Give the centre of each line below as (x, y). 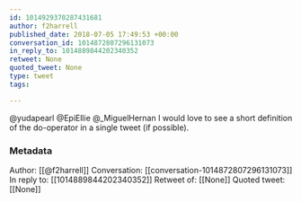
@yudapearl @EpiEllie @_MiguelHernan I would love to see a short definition (151, 118)
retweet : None (36, 59)
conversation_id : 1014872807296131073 (82, 43)
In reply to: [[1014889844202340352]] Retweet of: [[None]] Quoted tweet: (147, 180)
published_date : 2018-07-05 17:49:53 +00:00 (94, 34)
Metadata (31, 151)
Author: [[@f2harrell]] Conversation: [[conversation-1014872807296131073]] (151, 170)
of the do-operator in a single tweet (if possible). (99, 127)
